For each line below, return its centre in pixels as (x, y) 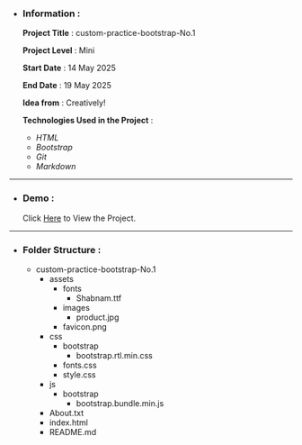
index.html (68, 422)
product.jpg (98, 317)
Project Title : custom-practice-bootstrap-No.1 (109, 33)
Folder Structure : (62, 250)
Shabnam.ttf (99, 298)
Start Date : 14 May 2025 (69, 68)
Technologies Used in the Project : (88, 121)
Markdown (56, 167)
